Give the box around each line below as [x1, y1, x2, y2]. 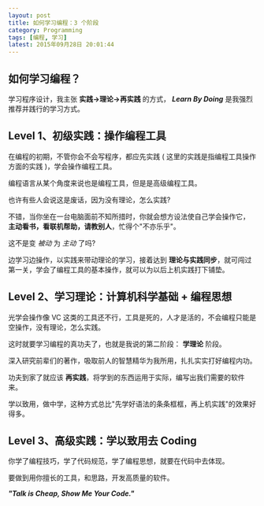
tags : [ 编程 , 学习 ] [8, 33, 68, 42]
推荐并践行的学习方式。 [8, 104, 84, 113]
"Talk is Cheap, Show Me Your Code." [8, 489, 135, 498]
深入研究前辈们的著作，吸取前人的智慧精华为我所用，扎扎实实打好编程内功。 [8, 356, 257, 365]
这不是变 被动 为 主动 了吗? [8, 238, 96, 248]
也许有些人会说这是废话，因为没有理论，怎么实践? [8, 194, 171, 205]
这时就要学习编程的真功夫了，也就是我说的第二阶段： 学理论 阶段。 [8, 339, 226, 349]
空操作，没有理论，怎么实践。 [8, 322, 105, 331]
